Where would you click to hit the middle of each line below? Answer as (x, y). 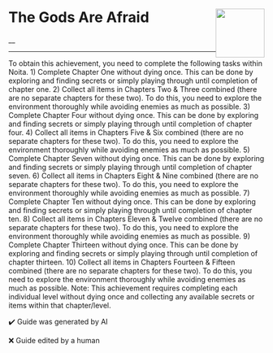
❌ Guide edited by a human (54, 340)
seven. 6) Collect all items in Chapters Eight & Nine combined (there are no (133, 176)
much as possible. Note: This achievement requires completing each (123, 288)
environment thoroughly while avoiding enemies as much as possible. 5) (129, 150)
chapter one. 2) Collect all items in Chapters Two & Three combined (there (133, 89)
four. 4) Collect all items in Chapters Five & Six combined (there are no (126, 132)
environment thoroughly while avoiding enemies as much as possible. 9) (129, 236)
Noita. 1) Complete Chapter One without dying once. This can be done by (131, 72)
